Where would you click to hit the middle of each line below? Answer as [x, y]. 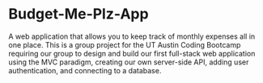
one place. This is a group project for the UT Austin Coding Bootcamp [125, 44]
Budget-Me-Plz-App [78, 14]
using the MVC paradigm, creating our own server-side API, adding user [129, 62]
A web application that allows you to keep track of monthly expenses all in [132, 36]
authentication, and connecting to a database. [85, 70]
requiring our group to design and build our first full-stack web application [132, 53]
